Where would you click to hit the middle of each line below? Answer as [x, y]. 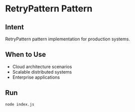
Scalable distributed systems [42, 72]
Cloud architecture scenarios [42, 66]
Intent [14, 27]
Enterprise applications [36, 77]
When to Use [26, 55]
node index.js [20, 104]
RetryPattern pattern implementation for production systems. [68, 39]
